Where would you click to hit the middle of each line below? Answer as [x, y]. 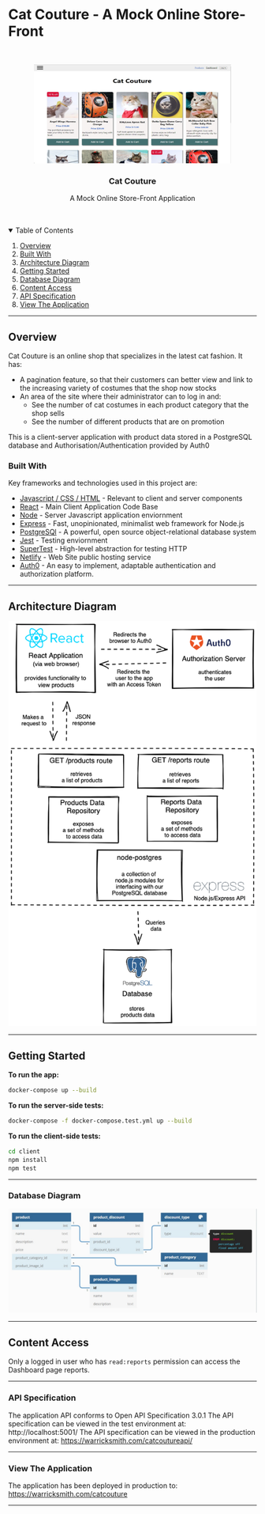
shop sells [48, 414]
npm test [22, 1168]
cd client [24, 1151]
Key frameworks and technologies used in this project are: [103, 483]
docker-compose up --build [52, 1090]
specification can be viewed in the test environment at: [97, 1423]
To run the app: [34, 1075]
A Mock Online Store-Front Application [132, 199]
